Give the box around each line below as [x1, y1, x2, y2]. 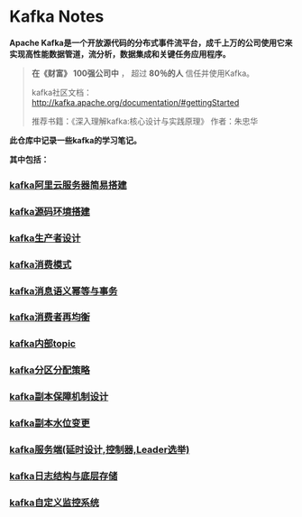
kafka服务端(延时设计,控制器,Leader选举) [9, 444, 190, 457]
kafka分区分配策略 [9, 364, 90, 376]
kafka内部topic [9, 337, 77, 350]
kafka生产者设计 [9, 232, 81, 245]
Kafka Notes [9, 6, 105, 27]
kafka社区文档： [31, 87, 93, 97]
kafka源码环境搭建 [9, 205, 90, 217]
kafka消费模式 [9, 258, 72, 271]
